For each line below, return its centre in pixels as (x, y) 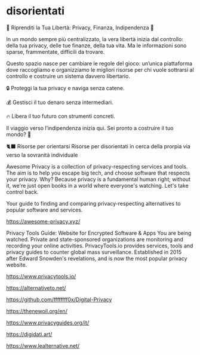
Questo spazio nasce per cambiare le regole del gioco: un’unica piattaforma (99, 63)
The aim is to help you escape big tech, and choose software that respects (98, 173)
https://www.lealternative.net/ (43, 345)
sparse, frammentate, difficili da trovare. (56, 51)
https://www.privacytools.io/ (41, 276)
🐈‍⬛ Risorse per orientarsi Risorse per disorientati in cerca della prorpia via (99, 146)
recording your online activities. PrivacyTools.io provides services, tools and (100, 246)
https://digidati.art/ (29, 334)
